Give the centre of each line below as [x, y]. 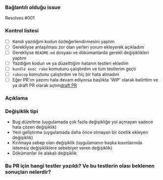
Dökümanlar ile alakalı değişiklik [44, 153]
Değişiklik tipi [22, 111]
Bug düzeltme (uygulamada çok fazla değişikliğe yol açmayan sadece [82, 122]
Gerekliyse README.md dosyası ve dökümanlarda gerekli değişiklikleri [81, 52]
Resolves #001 [20, 18]
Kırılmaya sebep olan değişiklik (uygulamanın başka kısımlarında [77, 143]
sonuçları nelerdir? [28, 172]
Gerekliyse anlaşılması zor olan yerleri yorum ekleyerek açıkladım [78, 47]
